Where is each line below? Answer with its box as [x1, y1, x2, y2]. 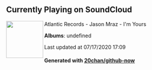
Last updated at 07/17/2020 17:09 [44, 43, 126, 50]
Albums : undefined [44, 32, 92, 39]
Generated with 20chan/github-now [44, 57, 135, 64]
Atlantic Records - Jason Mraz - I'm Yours [44, 20, 147, 27]
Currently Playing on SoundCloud [6, 5, 132, 15]
